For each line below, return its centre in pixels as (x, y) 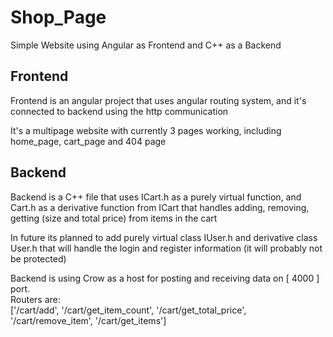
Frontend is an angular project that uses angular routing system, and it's (158, 100)
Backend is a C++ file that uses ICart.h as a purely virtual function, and (156, 197)
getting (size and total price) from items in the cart (114, 218)
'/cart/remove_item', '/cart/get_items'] (88, 320)
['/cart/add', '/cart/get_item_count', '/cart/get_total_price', (128, 310)
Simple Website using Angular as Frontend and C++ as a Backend (146, 45)
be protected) (38, 258)
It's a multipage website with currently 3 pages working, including (146, 130)
